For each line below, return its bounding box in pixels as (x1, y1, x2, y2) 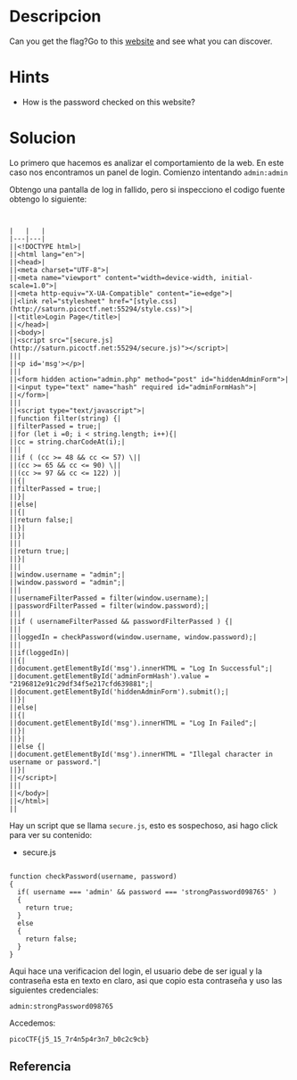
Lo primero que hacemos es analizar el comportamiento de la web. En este (9, 157, 285, 168)
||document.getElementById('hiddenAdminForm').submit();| (9, 687, 229, 696)
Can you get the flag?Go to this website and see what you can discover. (9, 36, 273, 46)
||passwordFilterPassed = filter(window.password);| (9, 601, 210, 611)
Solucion (9, 128, 77, 148)
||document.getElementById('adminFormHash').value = (9, 671, 210, 680)
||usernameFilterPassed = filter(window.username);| (9, 594, 210, 602)
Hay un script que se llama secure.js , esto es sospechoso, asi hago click (9, 819, 278, 831)
